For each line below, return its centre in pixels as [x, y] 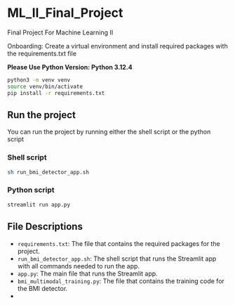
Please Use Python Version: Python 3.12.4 [70, 67]
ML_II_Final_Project [65, 13]
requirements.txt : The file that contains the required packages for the [119, 243]
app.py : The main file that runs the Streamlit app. [87, 273]
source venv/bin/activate [45, 86]
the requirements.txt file [42, 53]
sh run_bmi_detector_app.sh [48, 172]
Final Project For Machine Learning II [60, 32]
